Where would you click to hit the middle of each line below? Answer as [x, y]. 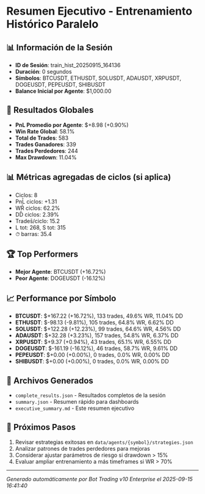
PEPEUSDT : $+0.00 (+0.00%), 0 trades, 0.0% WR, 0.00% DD [92, 355]
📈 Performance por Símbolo [61, 298]
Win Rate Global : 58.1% [45, 131]
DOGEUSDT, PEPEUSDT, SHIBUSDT [60, 84]
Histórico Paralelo [52, 24]
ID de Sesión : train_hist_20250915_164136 [68, 65]
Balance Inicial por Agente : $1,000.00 [63, 91]
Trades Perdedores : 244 [46, 151]
